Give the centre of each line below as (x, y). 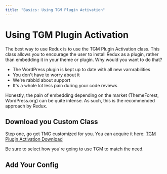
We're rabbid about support (41, 80)
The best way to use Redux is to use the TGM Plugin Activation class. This (82, 49)
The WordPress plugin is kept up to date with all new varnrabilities (81, 69)
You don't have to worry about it (46, 75)
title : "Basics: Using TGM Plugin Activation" (55, 10)
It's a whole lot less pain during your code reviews (65, 85)
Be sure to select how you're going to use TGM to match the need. (74, 149)
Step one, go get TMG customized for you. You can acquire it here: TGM (80, 134)
